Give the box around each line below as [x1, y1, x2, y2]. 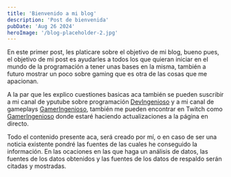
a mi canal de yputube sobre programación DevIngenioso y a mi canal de [7, 97, 214, 106]
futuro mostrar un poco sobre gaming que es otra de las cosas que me [7, 70, 208, 78]
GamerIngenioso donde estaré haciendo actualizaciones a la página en [7, 113, 208, 121]
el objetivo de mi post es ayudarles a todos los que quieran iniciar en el [7, 56, 208, 64]
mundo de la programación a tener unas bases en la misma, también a [7, 62, 206, 71]
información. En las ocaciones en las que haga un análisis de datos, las [7, 147, 208, 156]
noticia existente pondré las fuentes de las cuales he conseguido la [7, 140, 198, 148]
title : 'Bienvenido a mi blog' [7, 10, 97, 17]
